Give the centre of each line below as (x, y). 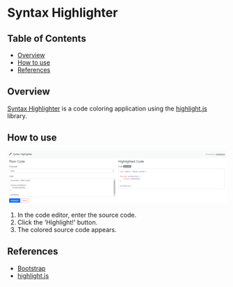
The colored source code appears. (67, 229)
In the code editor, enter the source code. (77, 215)
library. (17, 115)
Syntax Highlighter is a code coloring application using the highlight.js (107, 108)
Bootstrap (31, 268)
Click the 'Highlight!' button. (57, 222)
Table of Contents (47, 39)
